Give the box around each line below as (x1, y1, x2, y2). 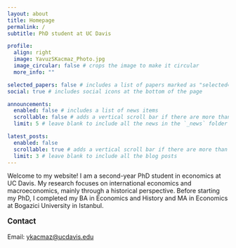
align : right (13, 49, 52, 56)
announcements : (7, 100, 52, 107)
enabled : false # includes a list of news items (13, 107, 159, 115)
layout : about (7, 10, 49, 18)
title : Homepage (7, 17, 55, 24)
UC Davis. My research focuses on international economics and (7, 179, 192, 188)
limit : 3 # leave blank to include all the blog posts (13, 152, 178, 159)
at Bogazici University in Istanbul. (7, 202, 104, 210)
